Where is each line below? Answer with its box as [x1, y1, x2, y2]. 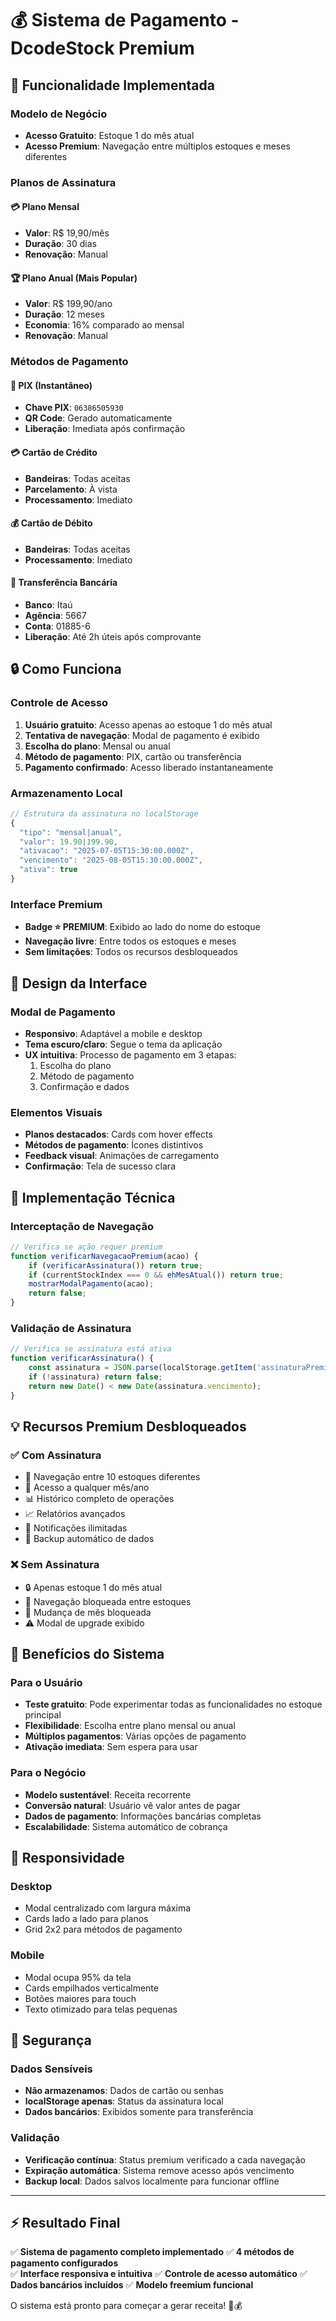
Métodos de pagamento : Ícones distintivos [24, 1139, 204, 1151]
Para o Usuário [10, 1675, 83, 1689]
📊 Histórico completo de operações [24, 1493, 175, 1505]
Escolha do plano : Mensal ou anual [24, 740, 171, 752]
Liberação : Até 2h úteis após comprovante [24, 630, 202, 642]
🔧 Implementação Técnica [10, 1189, 176, 1206]
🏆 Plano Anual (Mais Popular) [10, 272, 138, 284]
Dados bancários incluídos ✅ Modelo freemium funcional [10, 2279, 254, 2291]
